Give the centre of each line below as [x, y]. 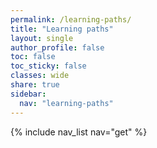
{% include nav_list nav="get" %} [79, 132]
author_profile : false [57, 47]
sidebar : [28, 94]
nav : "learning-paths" [66, 103]
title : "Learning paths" [62, 29]
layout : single [42, 38]
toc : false [33, 57]
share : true [35, 85]
